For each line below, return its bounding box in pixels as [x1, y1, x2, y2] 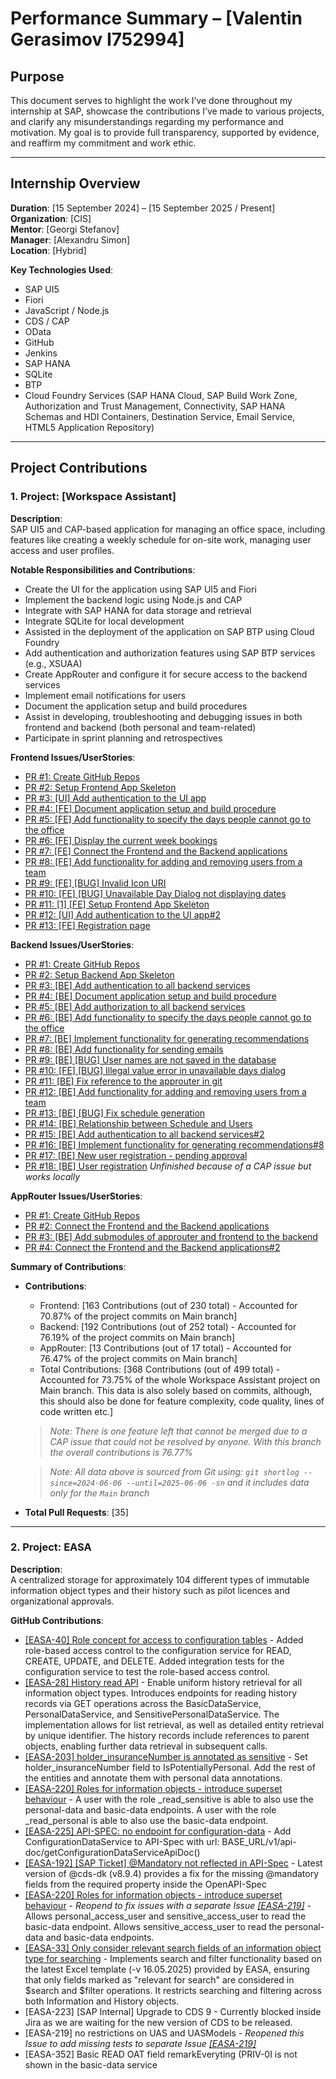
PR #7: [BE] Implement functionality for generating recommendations [24, 1032, 310, 1044]
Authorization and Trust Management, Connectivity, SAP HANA [24, 400, 286, 412]
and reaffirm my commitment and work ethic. [10, 137, 197, 149]
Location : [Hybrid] [10, 244, 87, 256]
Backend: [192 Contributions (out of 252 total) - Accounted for [39, 1320, 297, 1332]
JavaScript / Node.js [24, 304, 110, 316]
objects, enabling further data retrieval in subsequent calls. [24, 1740, 268, 1752]
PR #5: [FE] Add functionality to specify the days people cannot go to [24, 813, 312, 825]
